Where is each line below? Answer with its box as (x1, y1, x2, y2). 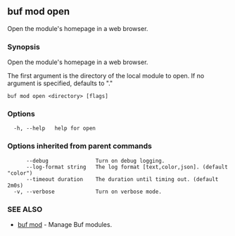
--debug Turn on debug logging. (25, 157, 165, 164)
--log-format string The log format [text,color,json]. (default (25, 163, 229, 170)
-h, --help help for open (13, 125, 96, 132)
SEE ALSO (7, 204, 43, 214)
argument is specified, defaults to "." (7, 79, 113, 87)
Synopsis (7, 42, 40, 51)
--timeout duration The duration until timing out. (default (25, 175, 219, 182)
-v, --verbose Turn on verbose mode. (13, 188, 162, 195)
